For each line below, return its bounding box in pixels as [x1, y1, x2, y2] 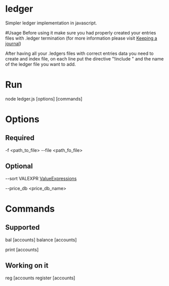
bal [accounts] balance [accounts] [5, 237, 77, 243]
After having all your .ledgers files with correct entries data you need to [5, 50, 154, 56]
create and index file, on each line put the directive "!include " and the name [5, 55, 164, 61]
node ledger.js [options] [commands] [5, 96, 82, 102]
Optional [5, 162, 33, 171]
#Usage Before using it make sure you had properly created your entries [5, 29, 156, 36]
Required [5, 134, 34, 142]
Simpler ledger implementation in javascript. [5, 20, 97, 26]
